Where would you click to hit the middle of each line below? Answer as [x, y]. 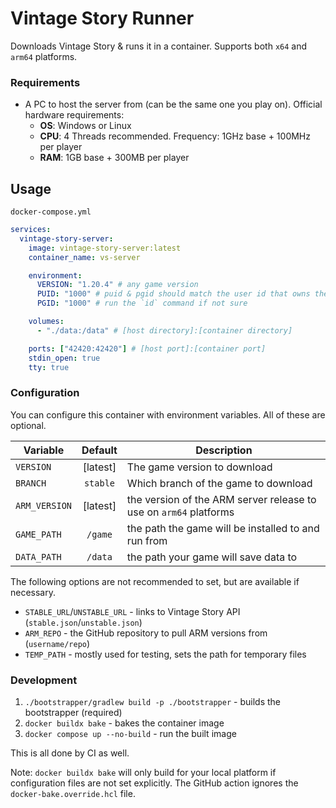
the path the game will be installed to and [223, 528]
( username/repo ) [57, 643]
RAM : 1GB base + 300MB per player [114, 158]
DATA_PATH [38, 556]
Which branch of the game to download [219, 483]
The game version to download [199, 467]
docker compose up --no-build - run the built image [130, 734]
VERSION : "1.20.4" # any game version [117, 285]
